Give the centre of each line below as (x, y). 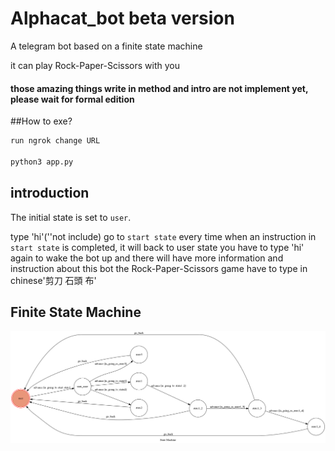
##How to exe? (41, 121)
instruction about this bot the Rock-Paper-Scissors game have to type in (159, 268)
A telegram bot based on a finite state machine (106, 46)
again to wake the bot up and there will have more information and (147, 258)
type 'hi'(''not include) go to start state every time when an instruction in (163, 236)
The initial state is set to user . (71, 217)
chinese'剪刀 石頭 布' (53, 280)
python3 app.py (42, 162)
